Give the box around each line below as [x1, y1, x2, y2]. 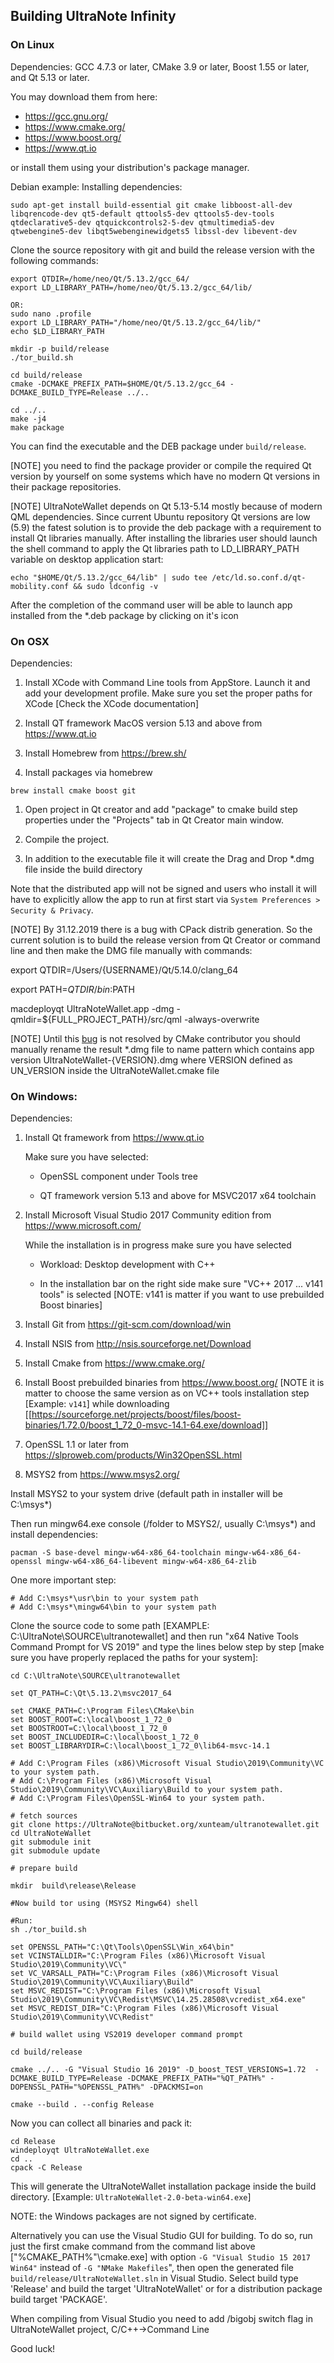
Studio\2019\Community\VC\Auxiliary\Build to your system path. [10, 1785, 284, 1795]
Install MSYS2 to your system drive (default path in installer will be [10, 1488, 283, 1500]
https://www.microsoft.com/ [24, 1220, 142, 1232]
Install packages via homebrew [24, 766, 153, 778]
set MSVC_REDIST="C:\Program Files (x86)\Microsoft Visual [10, 1986, 262, 1996]
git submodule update [10, 1846, 101, 1856]
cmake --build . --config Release [10, 2100, 155, 2110]
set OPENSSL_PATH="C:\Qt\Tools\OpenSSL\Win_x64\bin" [10, 1942, 235, 1953]
